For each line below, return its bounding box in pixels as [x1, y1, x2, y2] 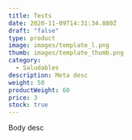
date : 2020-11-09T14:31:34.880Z [8, 19, 117, 27]
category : [8, 57, 42, 65]
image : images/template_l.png [8, 42, 110, 50]
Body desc [8, 123, 44, 133]
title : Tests [8, 11, 52, 20]
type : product [8, 34, 56, 42]
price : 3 [8, 94, 38, 102]
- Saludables [15, 64, 60, 72]
